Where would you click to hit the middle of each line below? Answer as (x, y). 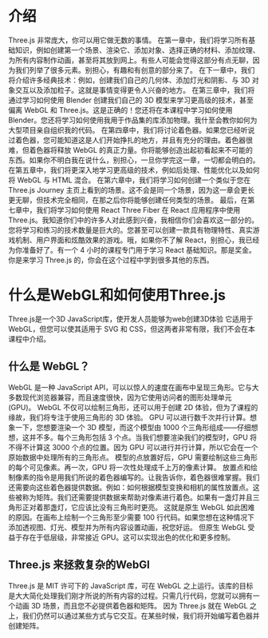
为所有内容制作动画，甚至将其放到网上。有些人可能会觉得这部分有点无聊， (130, 60)
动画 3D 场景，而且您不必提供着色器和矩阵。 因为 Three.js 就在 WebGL (132, 605)
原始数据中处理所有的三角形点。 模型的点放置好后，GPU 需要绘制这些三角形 (133, 457)
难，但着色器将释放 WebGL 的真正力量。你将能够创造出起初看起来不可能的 (131, 150)
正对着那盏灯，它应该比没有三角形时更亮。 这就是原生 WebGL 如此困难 (138, 507)
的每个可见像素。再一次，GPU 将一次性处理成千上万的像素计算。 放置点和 (130, 467)
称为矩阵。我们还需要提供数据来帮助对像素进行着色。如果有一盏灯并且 (137, 497)
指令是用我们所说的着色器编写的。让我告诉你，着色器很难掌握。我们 (148, 477)
